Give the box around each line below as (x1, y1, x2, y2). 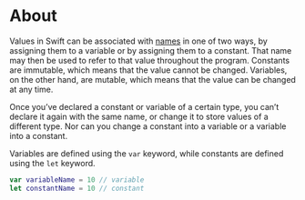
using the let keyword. (9, 157, 96, 168)
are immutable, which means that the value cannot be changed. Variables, (9, 65, 288, 75)
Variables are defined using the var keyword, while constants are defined (9, 147, 284, 159)
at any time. (9, 84, 54, 95)
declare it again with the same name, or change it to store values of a (9, 111, 269, 122)
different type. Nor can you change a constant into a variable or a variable (9, 120, 287, 132)
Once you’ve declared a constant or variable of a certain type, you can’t (9, 101, 280, 112)
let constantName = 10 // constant (9, 184, 145, 193)
